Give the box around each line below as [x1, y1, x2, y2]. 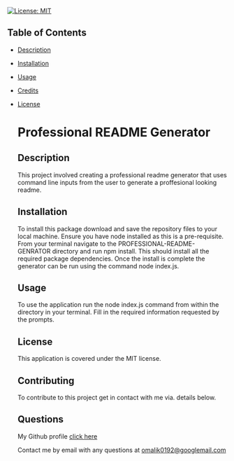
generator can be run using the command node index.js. [17, 261, 180, 270]
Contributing [17, 375, 75, 387]
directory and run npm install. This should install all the [52, 247, 210, 255]
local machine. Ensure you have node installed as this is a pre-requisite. [17, 232, 224, 240]
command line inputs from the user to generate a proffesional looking [17, 178, 217, 186]
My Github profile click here [17, 432, 98, 441]
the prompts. [17, 315, 54, 324]
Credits [17, 86, 39, 95]
